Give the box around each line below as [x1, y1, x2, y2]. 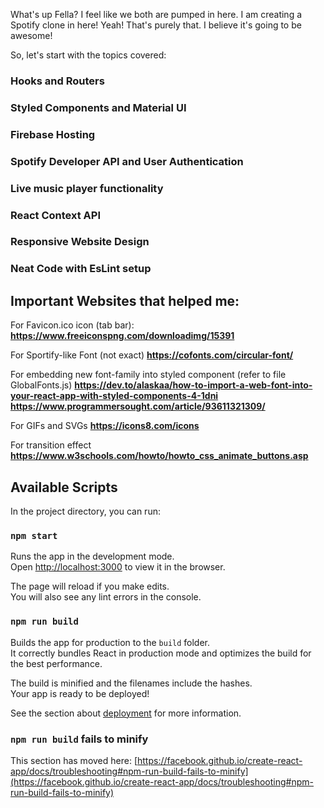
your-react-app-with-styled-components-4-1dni [10, 390, 219, 402]
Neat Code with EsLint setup [10, 262, 152, 276]
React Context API [10, 208, 101, 222]
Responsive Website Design [10, 235, 150, 249]
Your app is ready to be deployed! [10, 687, 150, 699]
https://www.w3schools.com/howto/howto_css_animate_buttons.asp [10, 450, 309, 462]
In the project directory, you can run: [10, 505, 161, 517]
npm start [10, 530, 58, 541]
